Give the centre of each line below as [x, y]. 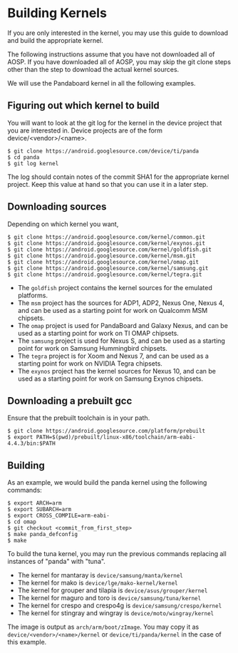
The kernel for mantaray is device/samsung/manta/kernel [100, 575]
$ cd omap [22, 522]
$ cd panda [24, 157]
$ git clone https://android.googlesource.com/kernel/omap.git [103, 262]
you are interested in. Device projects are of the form [85, 130]
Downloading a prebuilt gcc [70, 401]
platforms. [33, 295]
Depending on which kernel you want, [63, 224]
